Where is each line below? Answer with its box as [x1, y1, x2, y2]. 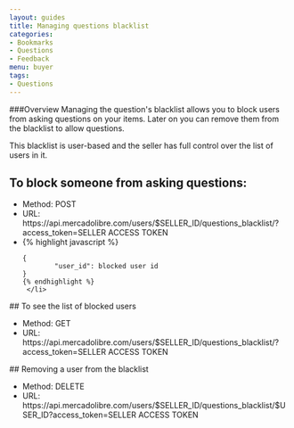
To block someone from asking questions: [9, 176, 248, 191]
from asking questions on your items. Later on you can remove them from [9, 113, 279, 124]
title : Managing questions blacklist [9, 21, 150, 30]
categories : [9, 29, 53, 38]
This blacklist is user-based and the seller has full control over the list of [9, 140, 274, 151]
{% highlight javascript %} [21, 237, 118, 248]
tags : [9, 71, 29, 80]
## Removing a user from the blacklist [9, 364, 149, 374]
